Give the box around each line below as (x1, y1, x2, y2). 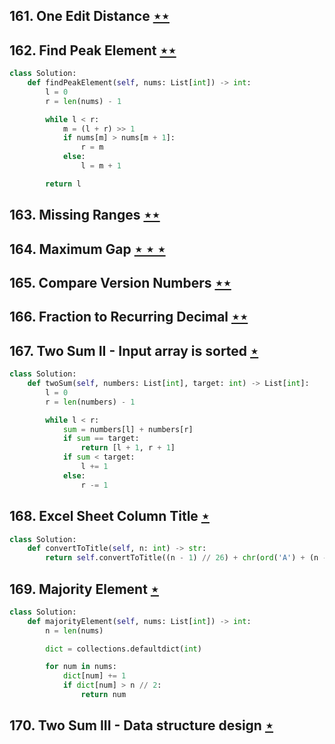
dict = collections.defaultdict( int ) (45, 644, 202, 654)
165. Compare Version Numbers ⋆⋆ (9, 275, 232, 291)
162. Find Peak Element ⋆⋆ (9, 42, 177, 59)
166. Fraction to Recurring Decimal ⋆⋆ (9, 309, 249, 326)
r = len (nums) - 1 (45, 96, 122, 106)
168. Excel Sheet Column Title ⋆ (9, 508, 210, 525)
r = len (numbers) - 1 (45, 397, 136, 407)
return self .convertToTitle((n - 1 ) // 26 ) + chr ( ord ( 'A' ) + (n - (45, 553, 328, 563)
